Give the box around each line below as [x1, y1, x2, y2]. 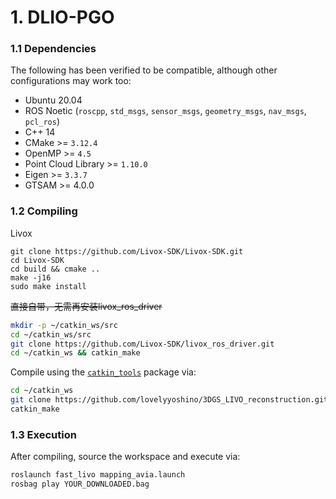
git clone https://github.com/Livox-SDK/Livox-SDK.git [10, 246, 244, 256]
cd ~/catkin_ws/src [10, 329, 92, 340]
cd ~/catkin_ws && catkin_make [10, 348, 141, 358]
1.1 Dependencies [10, 42, 97, 56]
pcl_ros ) [24, 116, 61, 128]
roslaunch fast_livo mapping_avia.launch [10, 470, 186, 480]
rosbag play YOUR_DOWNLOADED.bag [10, 479, 150, 490]
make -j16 [10, 272, 52, 283]
